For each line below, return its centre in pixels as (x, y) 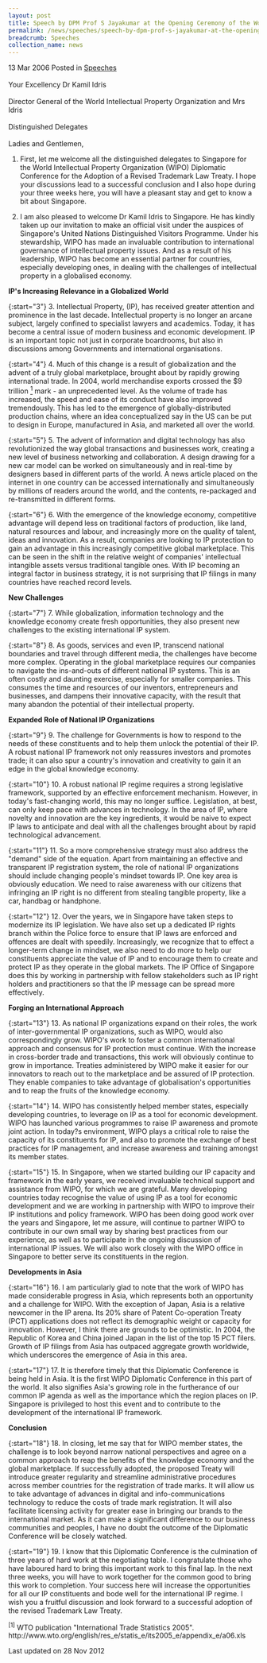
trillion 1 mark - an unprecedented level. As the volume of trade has (118, 390)
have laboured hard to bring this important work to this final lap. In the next (130, 1568)
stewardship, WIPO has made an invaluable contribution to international (137, 242)
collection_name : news (46, 45)
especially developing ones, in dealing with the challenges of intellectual (138, 268)
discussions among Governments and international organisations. (115, 349)
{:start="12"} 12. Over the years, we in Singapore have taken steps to (121, 916)
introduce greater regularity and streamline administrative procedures (122, 1477)
